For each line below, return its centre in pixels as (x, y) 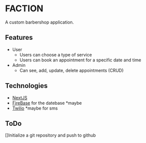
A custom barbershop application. (40, 22)
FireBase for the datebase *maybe (47, 103)
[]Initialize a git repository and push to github (50, 135)
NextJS (20, 98)
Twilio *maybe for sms (35, 108)
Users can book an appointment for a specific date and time (80, 60)
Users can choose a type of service (56, 55)
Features (19, 38)
